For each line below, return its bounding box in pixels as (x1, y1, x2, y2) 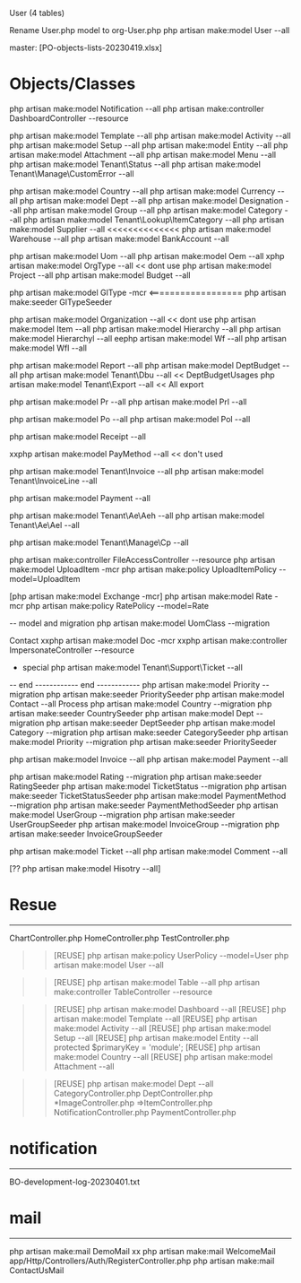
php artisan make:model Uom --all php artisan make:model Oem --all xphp (9, 250, 285, 261)
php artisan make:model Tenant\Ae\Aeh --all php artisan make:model (9, 510, 265, 521)
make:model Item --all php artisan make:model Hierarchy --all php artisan (9, 323, 281, 334)
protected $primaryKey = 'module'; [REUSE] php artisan (53, 1042, 261, 1053)
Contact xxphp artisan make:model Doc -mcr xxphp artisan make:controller (9, 635, 288, 646)
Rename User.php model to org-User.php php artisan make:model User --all (9, 25, 290, 35)
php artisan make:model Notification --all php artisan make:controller (9, 103, 264, 114)
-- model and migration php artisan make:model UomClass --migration (9, 618, 271, 628)
